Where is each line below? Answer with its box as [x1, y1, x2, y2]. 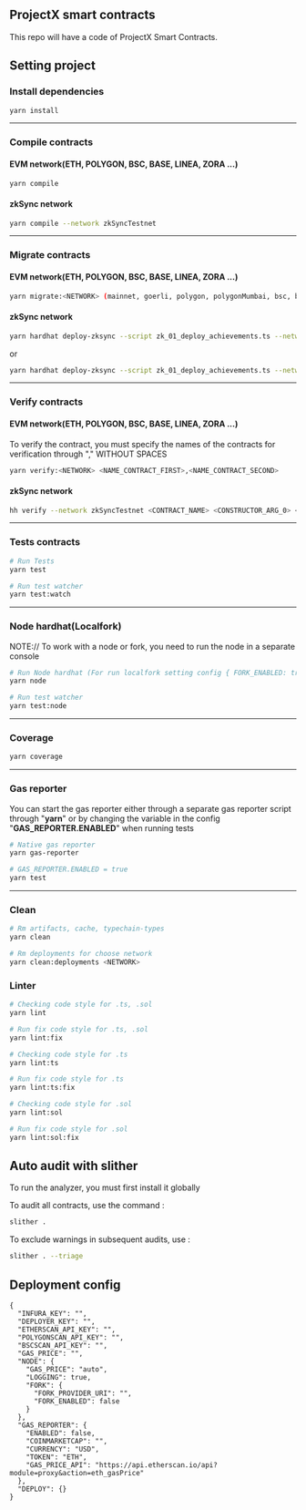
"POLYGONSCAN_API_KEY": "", [17, 1333, 125, 1342]
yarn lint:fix [9, 1033, 64, 1043]
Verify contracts [9, 395, 84, 408]
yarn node [9, 676, 47, 686]
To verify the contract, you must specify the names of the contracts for [9, 438, 276, 449]
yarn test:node [9, 702, 67, 711]
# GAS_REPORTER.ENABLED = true [9, 865, 128, 874]
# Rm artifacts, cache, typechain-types [9, 924, 166, 933]
